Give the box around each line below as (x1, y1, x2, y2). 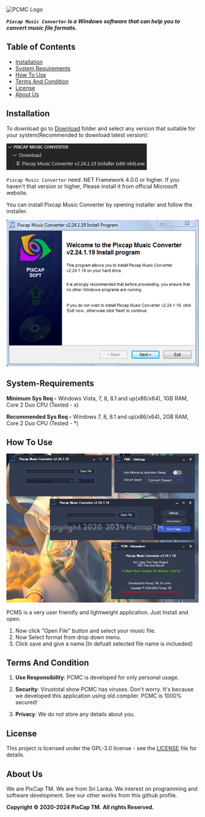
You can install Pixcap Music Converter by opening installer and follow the (6, 201, 193, 208)
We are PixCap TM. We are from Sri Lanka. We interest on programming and (6, 785, 198, 793)
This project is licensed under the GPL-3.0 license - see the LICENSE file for (6, 745, 197, 752)
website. (6, 189, 28, 196)
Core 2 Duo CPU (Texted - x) (6, 401, 79, 408)
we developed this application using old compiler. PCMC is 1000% (15, 692, 182, 699)
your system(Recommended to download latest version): (6, 131, 149, 138)
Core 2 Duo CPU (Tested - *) (6, 420, 79, 427)
